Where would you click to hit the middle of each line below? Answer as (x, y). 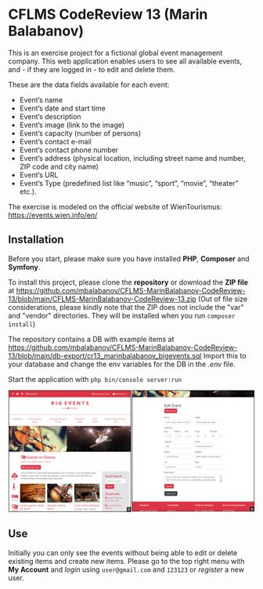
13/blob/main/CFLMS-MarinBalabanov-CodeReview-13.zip (103, 299)
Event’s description (50, 116)
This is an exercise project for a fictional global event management (115, 53)
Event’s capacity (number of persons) (80, 133)
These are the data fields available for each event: (89, 85)
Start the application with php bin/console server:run (95, 379)
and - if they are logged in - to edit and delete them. (92, 69)
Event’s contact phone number (69, 150)
